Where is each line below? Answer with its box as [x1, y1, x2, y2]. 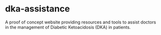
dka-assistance [5, 3, 70, 14]
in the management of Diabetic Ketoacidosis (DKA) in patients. [5, 24, 131, 30]
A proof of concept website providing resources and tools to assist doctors [5, 19, 157, 25]
